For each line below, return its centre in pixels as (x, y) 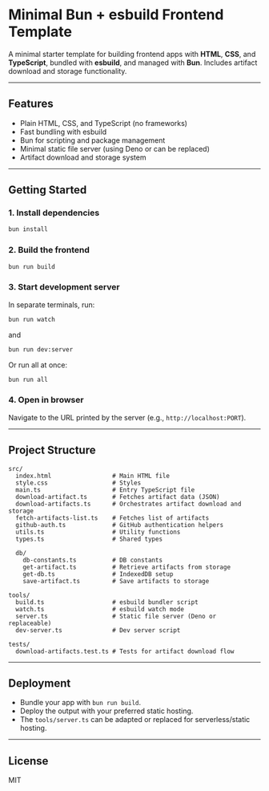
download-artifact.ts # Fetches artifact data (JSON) (118, 497)
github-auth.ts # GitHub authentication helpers (120, 525)
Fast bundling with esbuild (63, 132)
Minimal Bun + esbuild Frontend (116, 15)
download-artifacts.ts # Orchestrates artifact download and (128, 504)
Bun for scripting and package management (92, 140)
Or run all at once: (38, 365)
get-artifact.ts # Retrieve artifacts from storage (126, 567)
